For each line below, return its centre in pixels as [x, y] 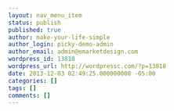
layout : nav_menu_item [45, 15]
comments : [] [29, 95]
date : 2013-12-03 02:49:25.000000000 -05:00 [82, 73]
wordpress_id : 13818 [42, 59]
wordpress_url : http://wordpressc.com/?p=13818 [87, 66]
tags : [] [22, 88]
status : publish [34, 23]
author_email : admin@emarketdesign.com [73, 52]
